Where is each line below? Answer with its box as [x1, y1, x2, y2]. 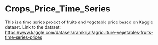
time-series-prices [5, 34, 43, 40]
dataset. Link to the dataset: [5, 24, 61, 30]
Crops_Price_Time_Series [5, 3, 111, 14]
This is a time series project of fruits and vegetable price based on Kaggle [5, 19, 153, 25]
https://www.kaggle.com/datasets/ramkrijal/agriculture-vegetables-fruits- [5, 29, 153, 35]
